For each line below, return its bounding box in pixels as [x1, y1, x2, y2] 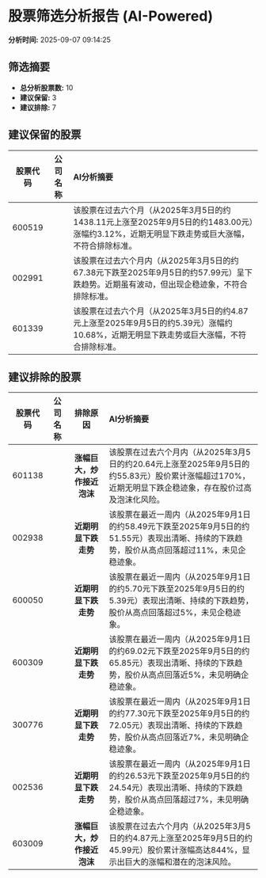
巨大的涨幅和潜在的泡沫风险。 [124, 857, 236, 868]
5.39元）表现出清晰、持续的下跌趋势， [108, 595, 253, 606]
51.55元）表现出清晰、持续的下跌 [108, 533, 235, 544]
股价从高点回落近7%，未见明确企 [124, 732, 249, 743]
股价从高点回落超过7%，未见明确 [124, 794, 249, 805]
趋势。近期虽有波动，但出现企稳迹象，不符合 [81, 279, 248, 290]
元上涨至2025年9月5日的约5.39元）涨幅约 [73, 317, 233, 329]
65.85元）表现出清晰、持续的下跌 [108, 658, 235, 669]
